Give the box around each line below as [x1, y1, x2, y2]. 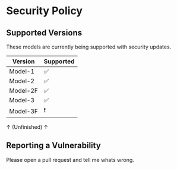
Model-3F [9, 107, 39, 115]
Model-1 [9, 67, 34, 75]
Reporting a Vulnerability [6, 141, 101, 151]
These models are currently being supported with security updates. [6, 43, 172, 50]
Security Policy [6, 4, 83, 18]
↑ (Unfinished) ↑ [6, 123, 49, 131]
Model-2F [9, 87, 39, 95]
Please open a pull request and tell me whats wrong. [6, 156, 135, 163]
